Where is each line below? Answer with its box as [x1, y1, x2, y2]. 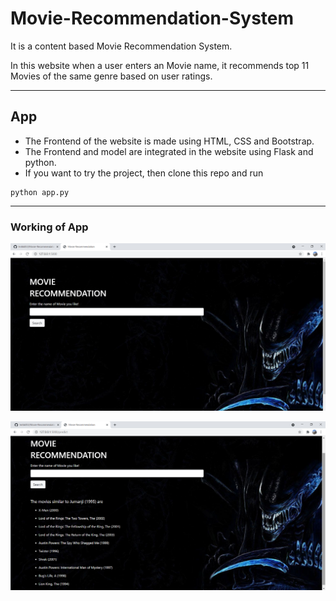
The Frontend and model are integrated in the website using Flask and [24, 145, 314, 157]
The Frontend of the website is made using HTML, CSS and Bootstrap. [24, 135, 315, 147]
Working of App [10, 220, 89, 234]
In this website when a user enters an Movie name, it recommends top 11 [10, 59, 310, 71]
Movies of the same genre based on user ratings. [10, 70, 213, 82]
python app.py [10, 187, 70, 197]
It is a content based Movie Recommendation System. [10, 40, 233, 52]
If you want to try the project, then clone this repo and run [24, 167, 264, 179]
